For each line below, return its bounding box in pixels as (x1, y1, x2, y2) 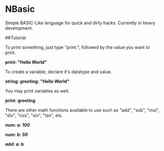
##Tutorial (5, 35, 26, 41)
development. (5, 25, 33, 31)
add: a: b (5, 141, 24, 147)
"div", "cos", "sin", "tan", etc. (5, 112, 63, 118)
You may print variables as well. (5, 88, 70, 94)
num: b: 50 (5, 131, 28, 137)
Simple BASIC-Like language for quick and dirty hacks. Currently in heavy (5, 20, 156, 26)
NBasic (5, 3, 35, 15)
